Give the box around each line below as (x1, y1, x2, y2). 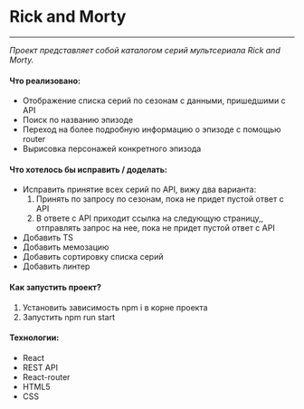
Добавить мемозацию (22, 242, 109, 252)
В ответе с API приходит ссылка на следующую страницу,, (35, 213, 264, 224)
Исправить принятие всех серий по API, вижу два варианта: (22, 184, 257, 195)
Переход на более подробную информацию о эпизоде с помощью (22, 124, 282, 135)
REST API (22, 362, 59, 373)
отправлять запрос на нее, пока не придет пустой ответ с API (35, 223, 276, 233)
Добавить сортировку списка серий (22, 252, 164, 262)
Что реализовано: (9, 75, 81, 86)
